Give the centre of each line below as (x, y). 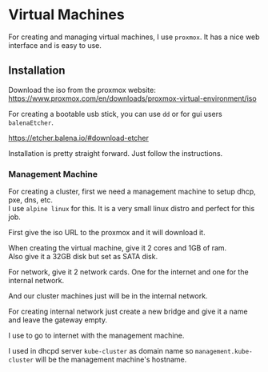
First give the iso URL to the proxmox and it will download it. (107, 233)
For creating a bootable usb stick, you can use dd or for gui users (115, 114)
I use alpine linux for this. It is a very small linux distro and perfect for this (132, 209)
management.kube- (224, 352)
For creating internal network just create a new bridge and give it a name (128, 312)
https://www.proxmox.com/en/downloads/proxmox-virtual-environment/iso (133, 98)
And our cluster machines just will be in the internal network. (108, 296)
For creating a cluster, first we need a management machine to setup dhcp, (132, 192)
